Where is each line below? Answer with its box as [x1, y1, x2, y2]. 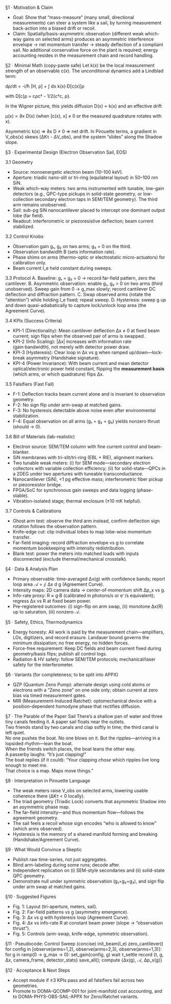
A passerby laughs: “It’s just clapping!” [5, 751, 87, 757]
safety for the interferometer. [12, 662, 74, 668]
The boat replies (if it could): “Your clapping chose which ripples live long [5, 757, 160, 763]
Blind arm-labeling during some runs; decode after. [12, 862, 120, 868]
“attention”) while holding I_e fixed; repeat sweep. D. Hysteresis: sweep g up [5, 297, 166, 303]
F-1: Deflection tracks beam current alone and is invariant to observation [12, 391, 165, 397]
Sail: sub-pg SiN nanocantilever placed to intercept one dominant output [12, 207, 165, 213]
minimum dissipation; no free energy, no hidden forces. [12, 640, 129, 646]
